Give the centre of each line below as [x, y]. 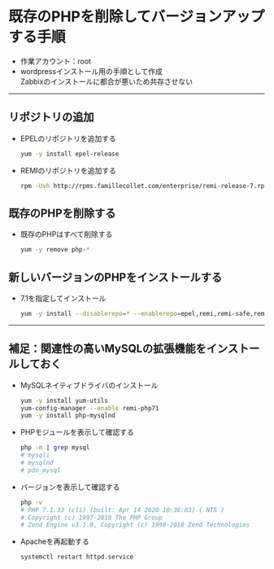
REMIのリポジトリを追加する [68, 170]
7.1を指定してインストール [63, 298]
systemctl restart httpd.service [77, 557]
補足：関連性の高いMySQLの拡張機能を [108, 349]
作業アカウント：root [56, 61]
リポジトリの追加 [51, 118]
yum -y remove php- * [55, 250]
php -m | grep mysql [55, 448]
